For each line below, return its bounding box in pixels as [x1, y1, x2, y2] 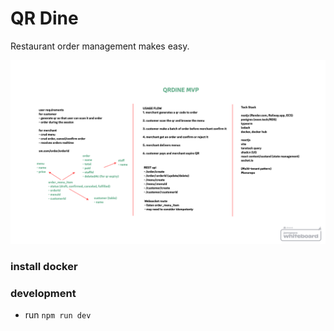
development [10, 287, 77, 301]
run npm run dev [24, 309, 92, 321]
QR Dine [10, 7, 79, 30]
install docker [10, 260, 78, 274]
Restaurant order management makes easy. [10, 40, 190, 52]
